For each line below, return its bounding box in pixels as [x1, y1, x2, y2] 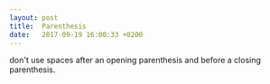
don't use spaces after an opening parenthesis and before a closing [9, 55, 262, 66]
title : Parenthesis [9, 22, 88, 31]
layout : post [9, 13, 59, 23]
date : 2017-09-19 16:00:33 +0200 [9, 30, 144, 39]
